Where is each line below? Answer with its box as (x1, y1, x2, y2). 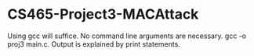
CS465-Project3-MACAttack (7, 5, 199, 23)
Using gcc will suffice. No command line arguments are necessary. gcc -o (7, 31, 247, 40)
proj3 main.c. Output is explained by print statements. (7, 39, 181, 48)
